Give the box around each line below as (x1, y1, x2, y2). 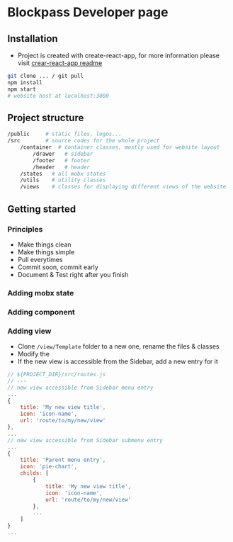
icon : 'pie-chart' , (20, 463, 78, 470)
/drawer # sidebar (33, 150, 93, 157)
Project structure (7, 111, 84, 124)
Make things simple (17, 247, 75, 256)
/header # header (33, 164, 91, 171)
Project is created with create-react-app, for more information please (17, 51, 220, 60)
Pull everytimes (17, 255, 63, 264)
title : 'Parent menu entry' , (20, 456, 106, 464)
